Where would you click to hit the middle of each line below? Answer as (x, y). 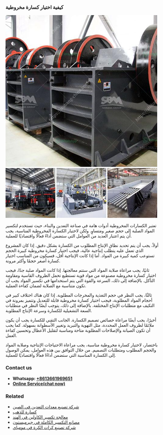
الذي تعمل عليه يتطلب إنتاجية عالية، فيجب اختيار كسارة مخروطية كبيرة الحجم (74, 251)
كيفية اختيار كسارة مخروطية (34, 7)
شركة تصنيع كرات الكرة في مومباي (44, 427)
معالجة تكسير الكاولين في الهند (40, 417)
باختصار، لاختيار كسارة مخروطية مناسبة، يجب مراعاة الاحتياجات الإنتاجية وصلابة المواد (82, 345)
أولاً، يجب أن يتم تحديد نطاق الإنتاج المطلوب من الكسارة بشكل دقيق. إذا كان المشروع (82, 245)
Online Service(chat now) (39, 384)
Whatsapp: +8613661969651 (42, 378)
